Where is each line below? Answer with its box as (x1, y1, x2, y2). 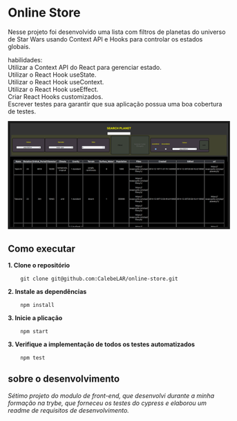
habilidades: (8, 55, 43, 64)
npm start (20, 328, 49, 335)
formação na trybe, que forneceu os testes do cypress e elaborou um (8, 399, 207, 407)
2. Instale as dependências (8, 287, 87, 295)
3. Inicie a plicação (8, 313, 63, 322)
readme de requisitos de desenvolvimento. (8, 406, 130, 414)
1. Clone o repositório (8, 261, 70, 269)
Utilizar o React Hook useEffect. (8, 85, 99, 93)
